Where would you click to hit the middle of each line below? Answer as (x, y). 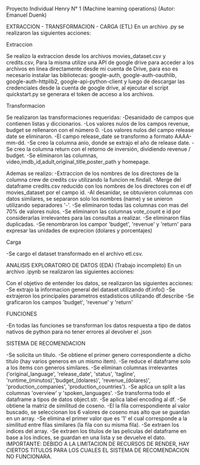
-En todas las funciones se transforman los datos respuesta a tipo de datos (99, 325)
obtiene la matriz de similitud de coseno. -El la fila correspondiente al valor (98, 406)
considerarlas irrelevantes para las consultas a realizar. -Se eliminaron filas (99, 218)
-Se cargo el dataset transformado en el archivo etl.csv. (75, 254)
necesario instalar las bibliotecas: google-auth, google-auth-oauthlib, (92, 75)
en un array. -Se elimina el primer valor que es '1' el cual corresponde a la (97, 418)
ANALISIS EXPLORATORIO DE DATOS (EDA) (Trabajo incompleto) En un (94, 265)
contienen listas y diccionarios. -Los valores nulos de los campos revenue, (98, 124)
